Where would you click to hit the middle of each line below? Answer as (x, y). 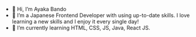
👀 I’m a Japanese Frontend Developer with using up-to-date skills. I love (101, 15)
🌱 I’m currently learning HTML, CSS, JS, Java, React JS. (81, 28)
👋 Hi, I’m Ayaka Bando (39, 9)
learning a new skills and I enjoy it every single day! (75, 21)
